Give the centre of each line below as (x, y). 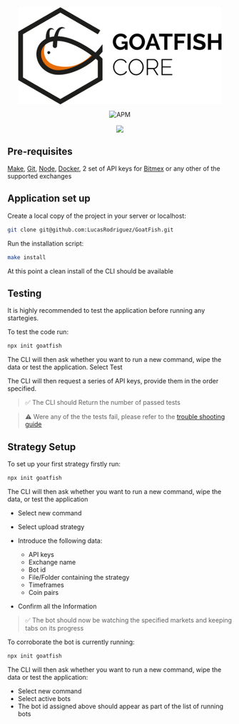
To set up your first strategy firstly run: (64, 464)
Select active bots (44, 698)
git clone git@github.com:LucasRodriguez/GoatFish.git (91, 230)
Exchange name (52, 562)
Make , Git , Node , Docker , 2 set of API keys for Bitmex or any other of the (114, 169)
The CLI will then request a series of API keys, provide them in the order (113, 381)
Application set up (49, 199)
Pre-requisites (40, 151)
